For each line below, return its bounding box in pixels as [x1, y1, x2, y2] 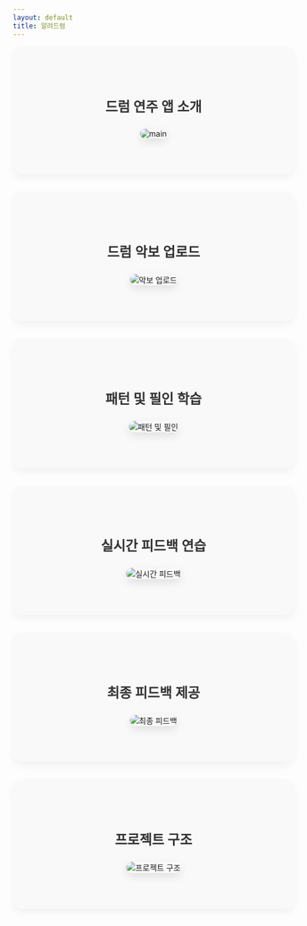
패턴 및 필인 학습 [104, 390, 203, 408]
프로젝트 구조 [114, 830, 193, 848]
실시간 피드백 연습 [100, 537, 207, 554]
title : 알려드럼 [12, 21, 66, 30]
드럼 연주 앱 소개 [104, 97, 203, 115]
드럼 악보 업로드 [106, 243, 201, 260]
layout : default [12, 13, 73, 22]
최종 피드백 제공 [106, 684, 201, 702]
